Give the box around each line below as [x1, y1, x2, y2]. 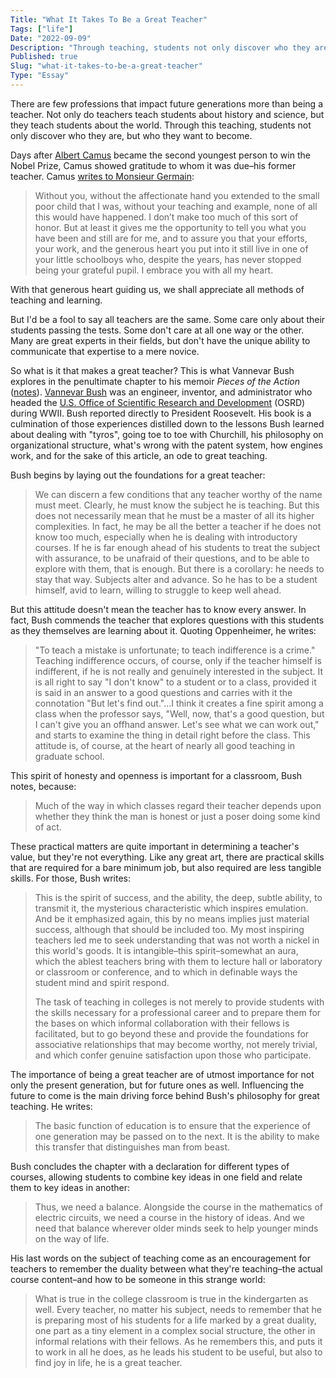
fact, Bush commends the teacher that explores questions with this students [10, 614, 325, 626]
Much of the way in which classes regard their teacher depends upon [34, 799, 322, 811]
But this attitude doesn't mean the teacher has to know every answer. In [10, 603, 307, 615]
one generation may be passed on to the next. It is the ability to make [34, 1130, 320, 1142]
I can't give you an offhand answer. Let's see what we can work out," [34, 718, 320, 730]
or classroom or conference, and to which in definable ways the [34, 966, 298, 978]
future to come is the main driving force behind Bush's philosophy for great [10, 1089, 320, 1101]
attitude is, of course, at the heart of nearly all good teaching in [34, 739, 296, 751]
